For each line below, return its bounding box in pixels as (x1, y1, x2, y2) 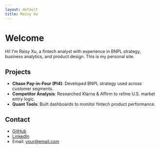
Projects (5, 67, 31, 76)
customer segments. (12, 86, 53, 92)
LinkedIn (12, 133, 30, 139)
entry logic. (12, 96, 35, 102)
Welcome (5, 33, 44, 44)
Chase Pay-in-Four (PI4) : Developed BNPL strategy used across (12, 81, 142, 86)
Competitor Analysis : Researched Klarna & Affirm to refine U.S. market (12, 91, 156, 97)
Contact (5, 115, 30, 124)
